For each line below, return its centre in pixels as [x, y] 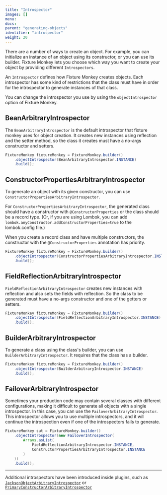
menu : [11, 19]
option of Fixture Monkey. [32, 102]
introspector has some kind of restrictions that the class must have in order [82, 82]
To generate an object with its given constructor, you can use [68, 192]
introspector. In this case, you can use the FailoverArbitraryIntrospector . [82, 411]
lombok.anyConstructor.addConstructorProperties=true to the [68, 222]
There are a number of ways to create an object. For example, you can [77, 51]
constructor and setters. [30, 146]
